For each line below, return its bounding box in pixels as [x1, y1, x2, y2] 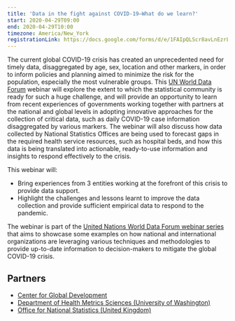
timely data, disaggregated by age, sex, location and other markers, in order [7, 63, 226, 71]
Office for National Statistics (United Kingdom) [17, 306, 152, 314]
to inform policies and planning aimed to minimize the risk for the [7, 71, 194, 79]
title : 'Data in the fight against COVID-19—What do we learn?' [7, 10, 199, 17]
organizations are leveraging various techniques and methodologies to [7, 237, 211, 245]
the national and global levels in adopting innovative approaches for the [7, 108, 213, 116]
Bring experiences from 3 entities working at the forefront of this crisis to [17, 179, 228, 187]
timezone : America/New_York [7, 29, 90, 37]
